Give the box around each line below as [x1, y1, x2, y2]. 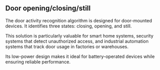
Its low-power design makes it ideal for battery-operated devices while [5, 53, 155, 59]
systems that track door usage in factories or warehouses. [5, 43, 129, 50]
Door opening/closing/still [5, 4, 91, 13]
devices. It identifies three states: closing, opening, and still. [5, 23, 132, 29]
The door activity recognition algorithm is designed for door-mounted [5, 17, 152, 23]
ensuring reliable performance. [5, 58, 71, 65]
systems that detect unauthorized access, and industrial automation [5, 38, 149, 44]
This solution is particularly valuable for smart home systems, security [5, 32, 154, 39]
